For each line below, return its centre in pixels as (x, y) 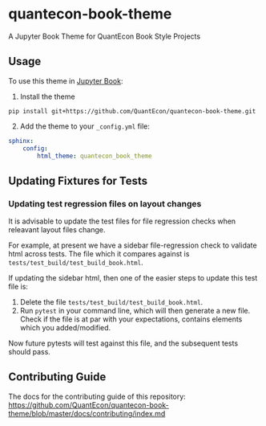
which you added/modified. (65, 328)
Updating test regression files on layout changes (105, 203)
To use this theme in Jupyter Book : (66, 80)
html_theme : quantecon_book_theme (95, 156)
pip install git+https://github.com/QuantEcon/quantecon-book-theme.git (132, 111)
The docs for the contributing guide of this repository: (97, 396)
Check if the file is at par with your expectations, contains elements (131, 319)
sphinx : (21, 141)
